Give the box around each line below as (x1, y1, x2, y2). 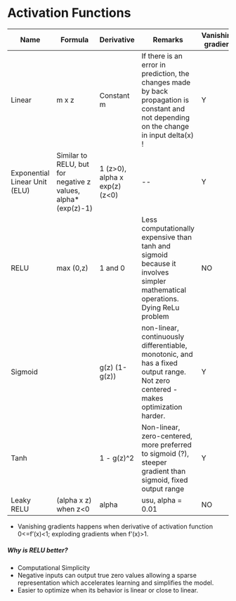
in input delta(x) (141, 130, 195, 140)
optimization (141, 402, 183, 412)
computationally (141, 223, 195, 233)
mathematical (141, 285, 187, 295)
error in (141, 60, 166, 70)
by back (141, 86, 169, 96)
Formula (60, 34, 89, 44)
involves (141, 267, 169, 277)
